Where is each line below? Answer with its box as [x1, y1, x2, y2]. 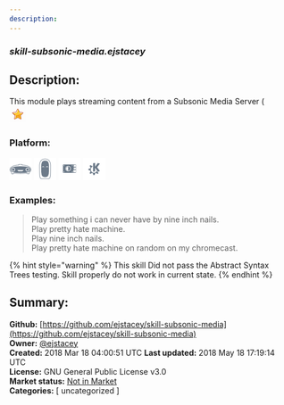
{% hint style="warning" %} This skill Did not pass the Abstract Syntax [9, 260, 270, 270]
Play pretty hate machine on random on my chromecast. [30, 242, 238, 253]
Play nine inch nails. [30, 233, 104, 244]
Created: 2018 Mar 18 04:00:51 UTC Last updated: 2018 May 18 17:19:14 [9, 347, 275, 358]
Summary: [9, 295, 69, 310]
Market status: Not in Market [9, 376, 118, 386]
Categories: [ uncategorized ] [9, 384, 120, 396]
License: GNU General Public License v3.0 [9, 366, 167, 376]
